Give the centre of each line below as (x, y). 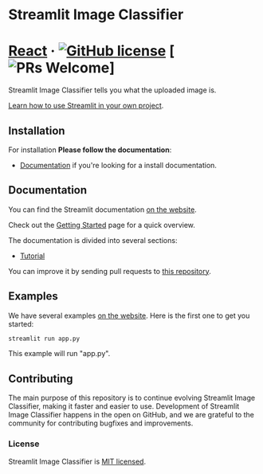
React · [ (92, 51)
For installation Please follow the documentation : (90, 150)
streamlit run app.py (44, 339)
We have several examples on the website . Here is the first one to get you (129, 315)
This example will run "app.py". (59, 354)
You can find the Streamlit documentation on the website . (102, 210)
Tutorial (32, 256)
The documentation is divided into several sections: (93, 240)
